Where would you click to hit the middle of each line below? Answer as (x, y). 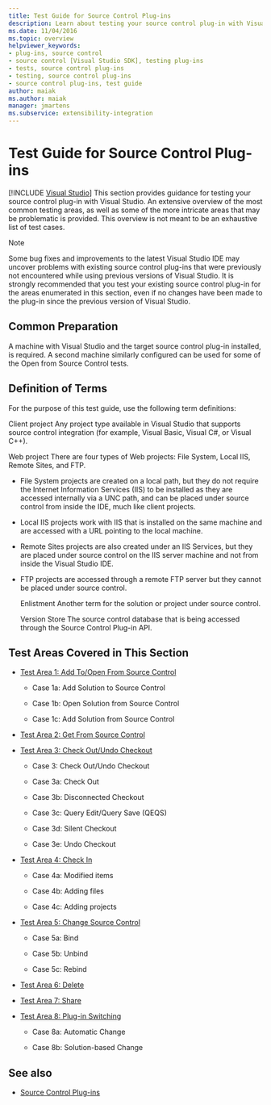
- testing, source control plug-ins (70, 76)
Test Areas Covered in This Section (99, 653)
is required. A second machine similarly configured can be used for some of (134, 354)
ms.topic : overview (41, 38)
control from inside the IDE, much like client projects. (108, 506)
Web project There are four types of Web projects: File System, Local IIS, (129, 456)
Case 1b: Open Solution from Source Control (106, 704)
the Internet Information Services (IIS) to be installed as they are (126, 489)
